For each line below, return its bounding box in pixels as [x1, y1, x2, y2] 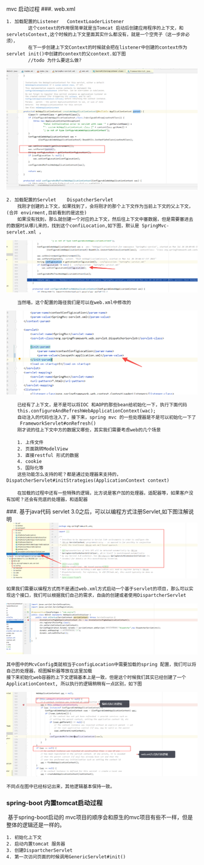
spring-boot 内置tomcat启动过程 [6, 799, 103, 807]
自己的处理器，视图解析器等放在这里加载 [6, 668, 92, 674]
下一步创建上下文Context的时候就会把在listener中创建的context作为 [32, 44, 188, 50]
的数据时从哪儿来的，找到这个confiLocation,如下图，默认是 [6, 223, 140, 229]
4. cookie [17, 458, 42, 464]
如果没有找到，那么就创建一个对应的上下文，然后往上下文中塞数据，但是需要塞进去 [17, 217, 194, 223]
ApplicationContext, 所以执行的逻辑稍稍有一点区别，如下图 [6, 681, 143, 687]
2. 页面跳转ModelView [17, 446, 69, 452]
